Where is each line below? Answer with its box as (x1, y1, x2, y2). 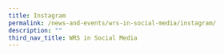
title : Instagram (8, 11, 66, 20)
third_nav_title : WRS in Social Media (8, 33, 138, 42)
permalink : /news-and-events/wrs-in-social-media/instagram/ (8, 19, 217, 27)
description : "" (8, 26, 62, 34)
